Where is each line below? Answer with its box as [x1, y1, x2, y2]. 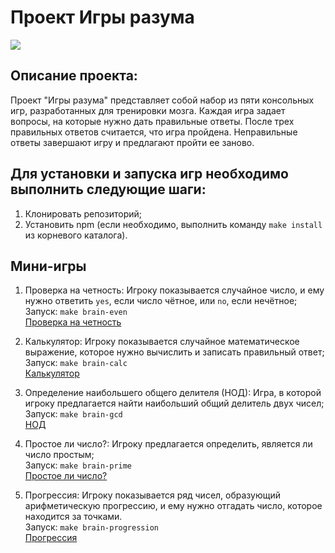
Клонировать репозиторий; [24, 207, 142, 220]
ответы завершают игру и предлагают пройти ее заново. [10, 136, 255, 148]
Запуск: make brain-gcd [24, 408, 123, 420]
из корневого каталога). [24, 229, 128, 241]
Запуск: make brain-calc [24, 357, 128, 369]
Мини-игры [10, 257, 87, 275]
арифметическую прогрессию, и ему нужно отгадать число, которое [24, 500, 323, 512]
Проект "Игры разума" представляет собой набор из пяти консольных [10, 94, 315, 106]
